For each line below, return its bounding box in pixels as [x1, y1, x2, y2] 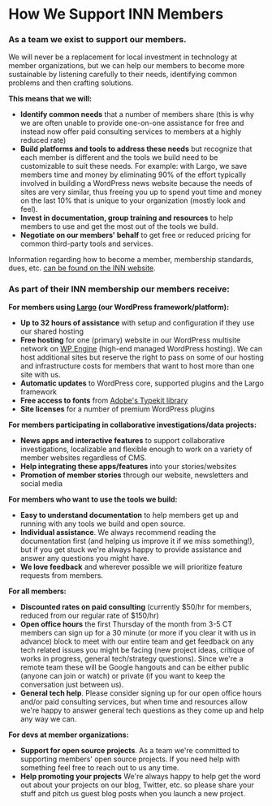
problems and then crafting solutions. [8, 78, 134, 88]
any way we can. [19, 713, 77, 723]
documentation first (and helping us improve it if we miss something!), [19, 536, 255, 545]
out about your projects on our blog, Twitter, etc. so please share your [19, 780, 254, 790]
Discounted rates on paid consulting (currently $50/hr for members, [19, 601, 252, 611]
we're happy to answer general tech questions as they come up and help [19, 705, 265, 715]
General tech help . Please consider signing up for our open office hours [19, 687, 262, 698]
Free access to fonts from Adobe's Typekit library [19, 395, 188, 405]
